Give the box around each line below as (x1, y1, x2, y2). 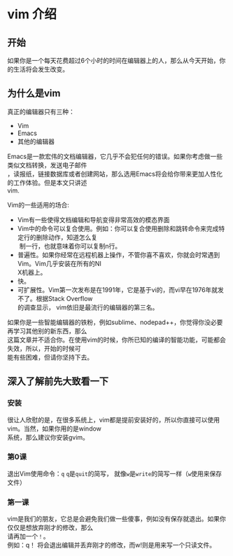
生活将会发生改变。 (13, 65, 69, 74)
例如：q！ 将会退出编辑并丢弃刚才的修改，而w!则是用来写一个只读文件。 (7, 541, 216, 550)
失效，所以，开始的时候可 (7, 344, 81, 352)
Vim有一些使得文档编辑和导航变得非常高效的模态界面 (17, 215, 170, 224)
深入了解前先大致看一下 (7, 375, 108, 387)
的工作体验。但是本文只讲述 (7, 178, 87, 186)
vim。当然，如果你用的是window (7, 424, 101, 433)
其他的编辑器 (17, 137, 55, 146)
